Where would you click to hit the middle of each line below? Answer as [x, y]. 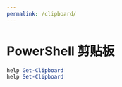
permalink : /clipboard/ [42, 14]
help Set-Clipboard [35, 77]
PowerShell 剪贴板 [61, 51]
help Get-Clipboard [35, 70]
